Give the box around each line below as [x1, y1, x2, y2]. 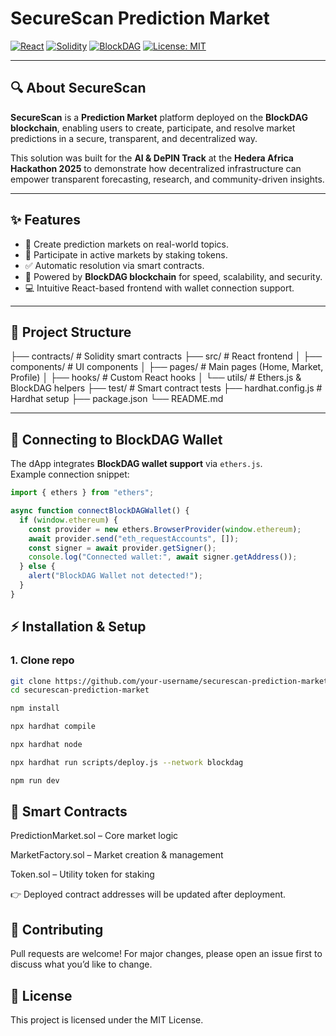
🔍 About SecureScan [10, 80, 147, 97]
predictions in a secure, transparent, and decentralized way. [10, 132, 258, 144]
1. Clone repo [10, 653, 75, 667]
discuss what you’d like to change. [10, 958, 153, 971]
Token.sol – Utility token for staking [10, 868, 155, 881]
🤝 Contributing [10, 921, 104, 938]
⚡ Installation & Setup [10, 618, 147, 636]
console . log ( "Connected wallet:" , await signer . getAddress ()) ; [28, 552, 298, 562]
